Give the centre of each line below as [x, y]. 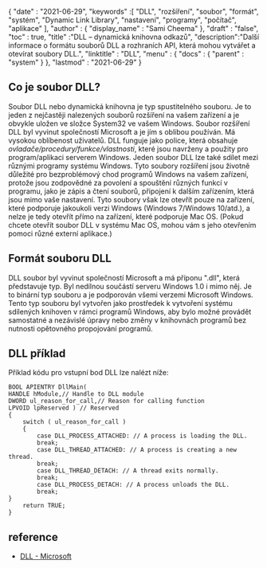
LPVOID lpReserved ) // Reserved [64, 408]
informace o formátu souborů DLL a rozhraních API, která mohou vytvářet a [132, 45]
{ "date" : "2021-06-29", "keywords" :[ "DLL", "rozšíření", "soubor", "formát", [133, 12]
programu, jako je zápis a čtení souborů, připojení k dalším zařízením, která [132, 191]
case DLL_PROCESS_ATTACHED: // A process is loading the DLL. [142, 436]
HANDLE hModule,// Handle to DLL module [77, 394]
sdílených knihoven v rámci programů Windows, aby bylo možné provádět [130, 311]
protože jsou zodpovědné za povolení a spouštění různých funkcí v [118, 182]
